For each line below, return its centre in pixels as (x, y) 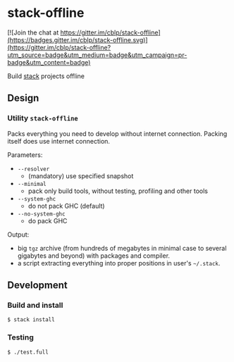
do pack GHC (48, 220)
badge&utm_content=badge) (49, 62)
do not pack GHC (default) (66, 206)
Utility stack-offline (43, 118)
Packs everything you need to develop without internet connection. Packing (117, 133)
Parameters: (25, 155)
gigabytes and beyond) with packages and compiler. (94, 256)
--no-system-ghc (41, 214)
